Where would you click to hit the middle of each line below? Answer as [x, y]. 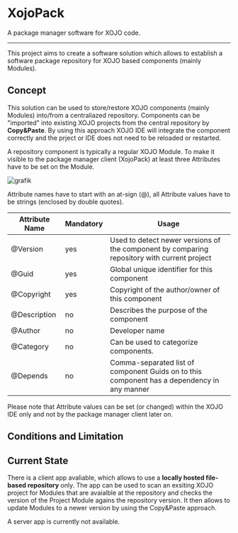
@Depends [29, 375]
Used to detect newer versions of [165, 240]
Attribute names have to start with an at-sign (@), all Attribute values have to [119, 194]
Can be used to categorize [154, 342]
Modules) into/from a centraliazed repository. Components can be [104, 115]
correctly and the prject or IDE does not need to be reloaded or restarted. [114, 138]
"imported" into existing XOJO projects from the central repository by [108, 123]
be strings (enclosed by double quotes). [66, 202]
